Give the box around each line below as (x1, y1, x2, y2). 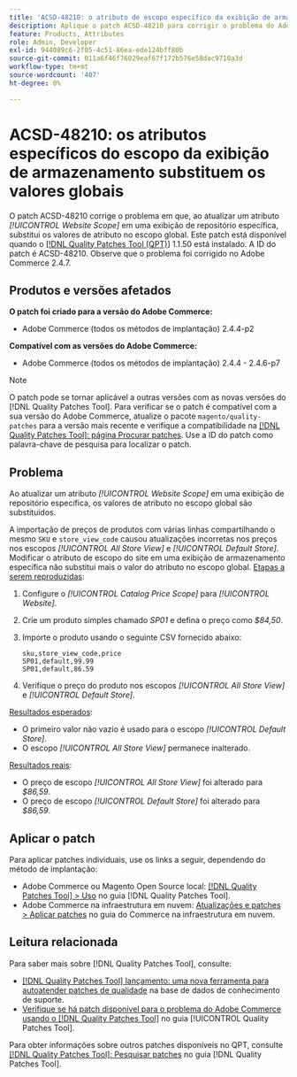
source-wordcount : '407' (9, 71, 101, 80)
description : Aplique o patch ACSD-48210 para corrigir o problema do (9, 21, 275, 30)
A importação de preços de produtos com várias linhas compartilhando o (9, 524, 276, 535)
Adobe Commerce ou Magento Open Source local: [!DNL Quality (21, 881, 258, 891)
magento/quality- (197, 412, 263, 421)
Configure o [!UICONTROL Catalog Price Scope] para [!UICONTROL (21, 589, 270, 599)
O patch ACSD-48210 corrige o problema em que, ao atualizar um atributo (9, 210, 280, 221)
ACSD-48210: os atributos (9, 125, 207, 144)
